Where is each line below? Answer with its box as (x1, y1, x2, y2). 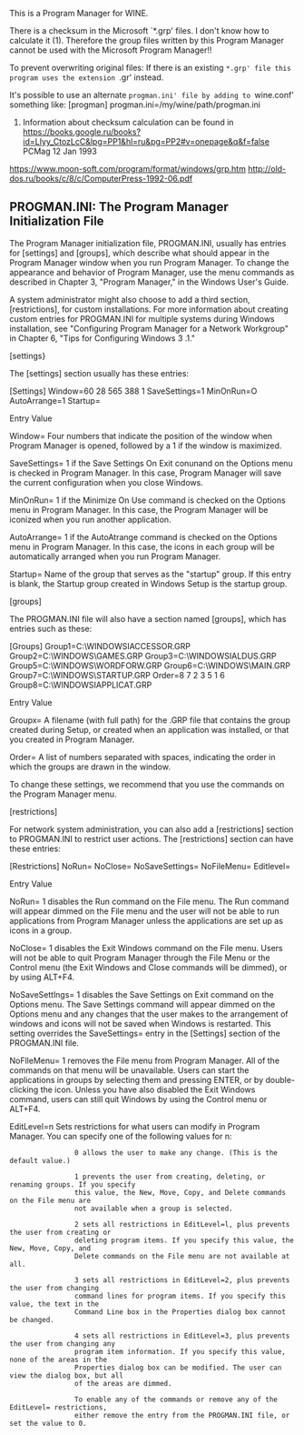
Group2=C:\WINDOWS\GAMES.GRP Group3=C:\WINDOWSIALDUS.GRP (9, 650, 277, 661)
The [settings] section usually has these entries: (9, 367, 189, 378)
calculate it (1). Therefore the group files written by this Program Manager (9, 35, 284, 45)
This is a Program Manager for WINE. (9, 8, 149, 18)
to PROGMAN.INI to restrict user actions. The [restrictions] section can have (9, 833, 294, 844)
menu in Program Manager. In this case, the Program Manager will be (9, 504, 269, 515)
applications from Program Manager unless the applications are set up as (9, 915, 284, 926)
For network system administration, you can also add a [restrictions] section (9, 823, 294, 835)
